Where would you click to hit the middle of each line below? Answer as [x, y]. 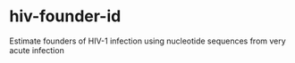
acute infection [37, 50]
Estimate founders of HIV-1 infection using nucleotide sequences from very [147, 41]
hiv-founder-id [65, 16]
